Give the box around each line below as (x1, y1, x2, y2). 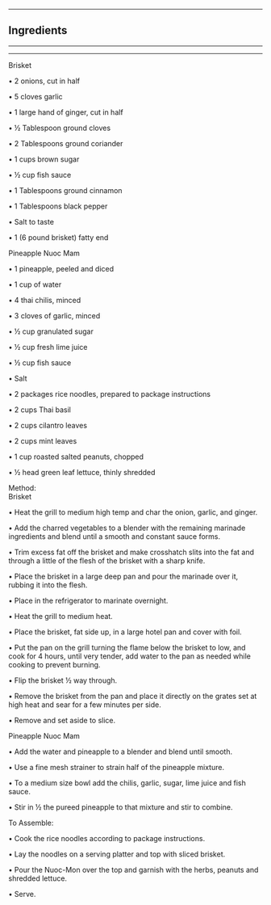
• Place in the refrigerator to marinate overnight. (8, 596, 169, 605)
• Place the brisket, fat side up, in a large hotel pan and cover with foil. (8, 627, 242, 637)
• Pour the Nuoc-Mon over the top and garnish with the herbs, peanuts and (8, 865, 259, 874)
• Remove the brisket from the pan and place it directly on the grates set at (8, 691, 257, 701)
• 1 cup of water (8, 280, 62, 289)
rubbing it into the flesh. (8, 579, 88, 590)
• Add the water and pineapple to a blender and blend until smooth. (8, 747, 232, 756)
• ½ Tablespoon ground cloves (8, 123, 111, 133)
